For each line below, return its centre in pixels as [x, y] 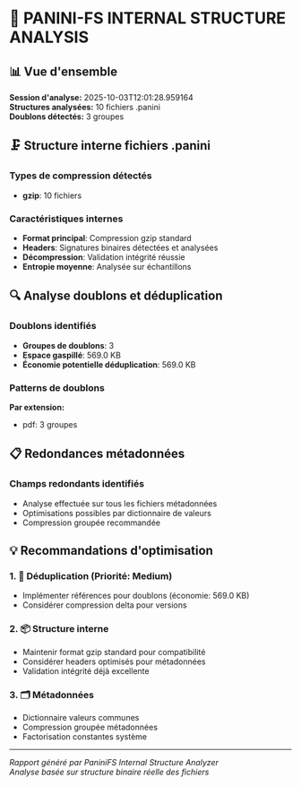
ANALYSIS [49, 37]
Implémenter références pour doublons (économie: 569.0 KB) [136, 596]
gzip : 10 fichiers [52, 195]
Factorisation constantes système [85, 736]
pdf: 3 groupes [50, 424]
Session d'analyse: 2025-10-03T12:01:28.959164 [102, 97]
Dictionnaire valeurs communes [81, 717]
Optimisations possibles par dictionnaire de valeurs [117, 513]
